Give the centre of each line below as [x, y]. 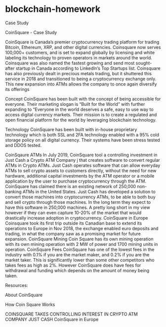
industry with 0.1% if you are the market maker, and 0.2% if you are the [77, 255]
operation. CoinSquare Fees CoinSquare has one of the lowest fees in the [80, 249]
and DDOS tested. [23, 145]
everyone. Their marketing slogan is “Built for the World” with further [75, 104]
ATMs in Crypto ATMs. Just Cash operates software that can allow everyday [83, 165]
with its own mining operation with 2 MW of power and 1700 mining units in [82, 244]
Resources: [17, 285]
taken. [12, 276]
